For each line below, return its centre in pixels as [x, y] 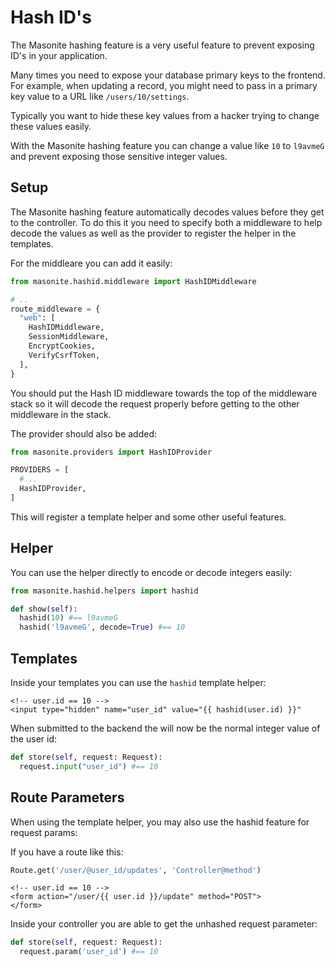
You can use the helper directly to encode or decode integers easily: [151, 572]
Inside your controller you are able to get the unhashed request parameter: [164, 924]
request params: [44, 832]
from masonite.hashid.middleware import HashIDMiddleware [133, 281]
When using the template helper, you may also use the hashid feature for [160, 822]
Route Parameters [67, 797]
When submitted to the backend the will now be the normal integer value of [165, 728]
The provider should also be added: [84, 433]
